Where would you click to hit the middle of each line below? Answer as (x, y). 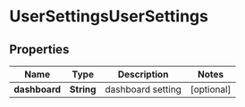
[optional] (211, 89)
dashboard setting (143, 89)
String (83, 89)
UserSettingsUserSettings (109, 16)
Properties (39, 49)
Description (143, 74)
